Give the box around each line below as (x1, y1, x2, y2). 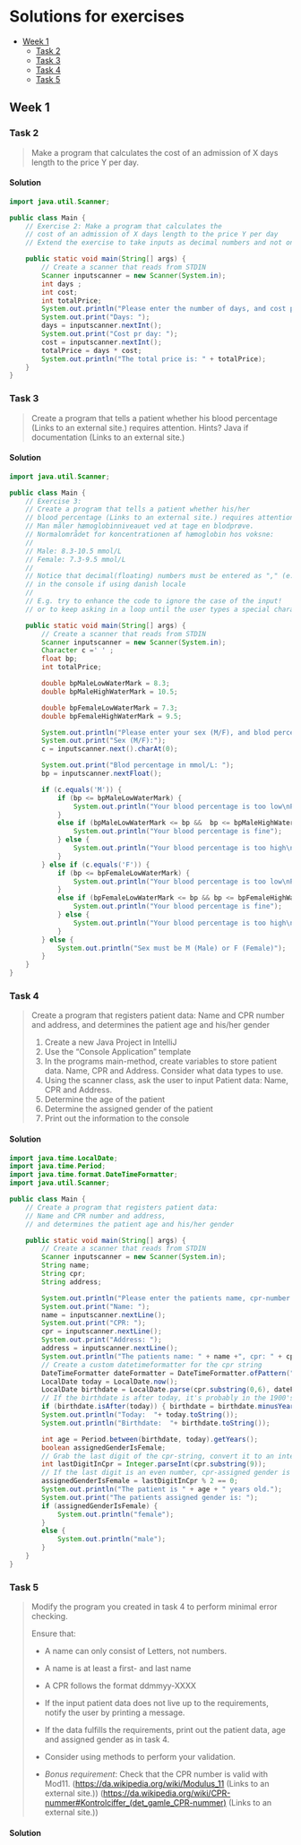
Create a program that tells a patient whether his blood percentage (30, 412, 278, 423)
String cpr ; (41, 1270, 87, 1279)
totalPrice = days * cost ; (41, 346, 142, 355)
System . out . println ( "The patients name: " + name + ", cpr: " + (41, 1351, 282, 1361)
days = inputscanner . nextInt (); (41, 321, 163, 331)
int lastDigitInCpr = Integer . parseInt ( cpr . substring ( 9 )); (41, 1460, 267, 1469)
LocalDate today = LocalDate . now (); (41, 1377, 178, 1386)
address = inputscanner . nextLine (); (41, 1344, 178, 1353)
